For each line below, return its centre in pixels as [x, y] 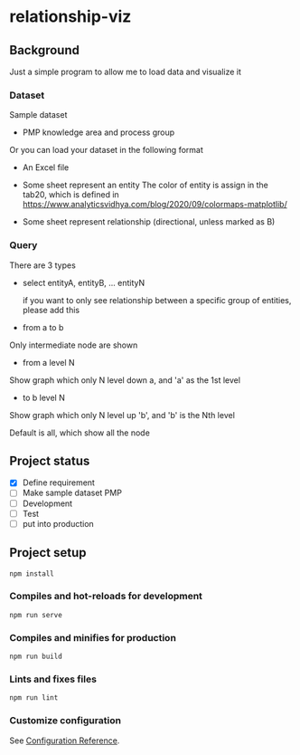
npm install [32, 573]
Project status [50, 460]
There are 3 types [43, 265]
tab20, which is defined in [70, 195]
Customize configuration [66, 721]
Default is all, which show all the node [80, 433]
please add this [51, 310]
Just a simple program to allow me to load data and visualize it [126, 72]
